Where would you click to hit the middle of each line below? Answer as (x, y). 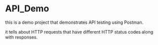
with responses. (22, 37)
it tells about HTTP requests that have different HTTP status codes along (79, 32)
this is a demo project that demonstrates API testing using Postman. (74, 22)
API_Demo (27, 9)
